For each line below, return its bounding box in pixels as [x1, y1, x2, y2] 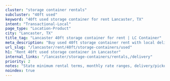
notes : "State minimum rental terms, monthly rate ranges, [5, 63, 133, 68]
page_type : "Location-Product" [5, 26, 71, 31]
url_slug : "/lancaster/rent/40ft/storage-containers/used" [5, 45, 133, 50]
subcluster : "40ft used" [5, 12, 58, 17]
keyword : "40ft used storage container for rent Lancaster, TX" [5, 17, 144, 22]
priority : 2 [5, 59, 30, 64]
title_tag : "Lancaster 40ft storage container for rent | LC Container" [5, 36, 162, 41]
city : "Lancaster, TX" [5, 31, 53, 36]
